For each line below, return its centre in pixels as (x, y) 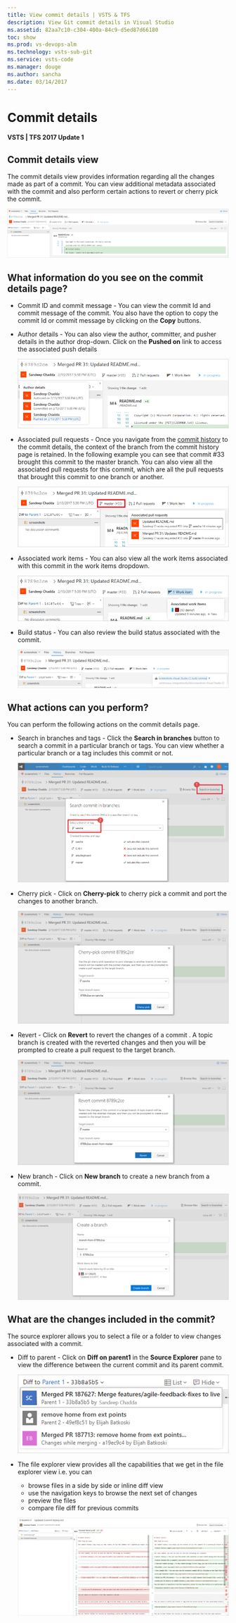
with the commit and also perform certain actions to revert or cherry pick (113, 192)
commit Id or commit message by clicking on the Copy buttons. (109, 321)
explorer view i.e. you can (55, 1472)
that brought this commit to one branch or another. (91, 476)
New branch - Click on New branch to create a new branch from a (113, 1176)
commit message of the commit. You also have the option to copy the (118, 313)
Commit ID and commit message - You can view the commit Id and (114, 306)
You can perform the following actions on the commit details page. (104, 724)
